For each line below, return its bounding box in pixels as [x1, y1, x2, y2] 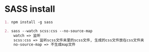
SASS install [4, 3, 55, 15]
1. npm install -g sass [4, 20, 53, 25]
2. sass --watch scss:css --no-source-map [4, 28, 93, 33]
